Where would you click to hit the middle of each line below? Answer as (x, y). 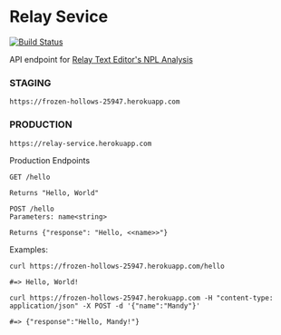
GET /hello (30, 177)
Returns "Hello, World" (54, 192)
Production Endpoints (50, 160)
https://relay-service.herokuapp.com (81, 143)
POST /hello (32, 209)
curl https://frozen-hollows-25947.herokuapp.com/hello (117, 266)
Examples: (29, 249)
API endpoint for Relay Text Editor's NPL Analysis (101, 59)
